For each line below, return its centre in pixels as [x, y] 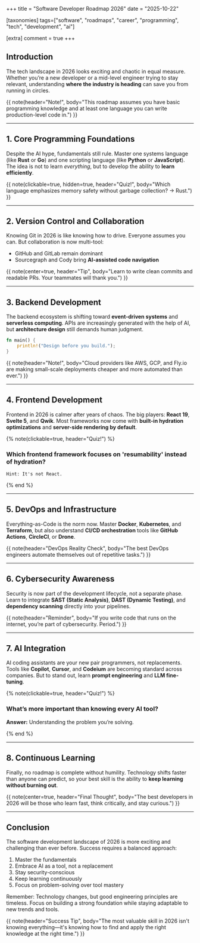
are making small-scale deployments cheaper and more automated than [94, 369]
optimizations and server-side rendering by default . [71, 427]
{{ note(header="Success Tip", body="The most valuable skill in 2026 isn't [98, 921]
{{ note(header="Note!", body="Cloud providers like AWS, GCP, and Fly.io [97, 363]
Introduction [30, 57]
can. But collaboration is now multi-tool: [55, 242]
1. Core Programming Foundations [71, 139]
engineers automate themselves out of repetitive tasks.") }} [79, 554]
